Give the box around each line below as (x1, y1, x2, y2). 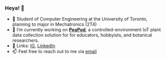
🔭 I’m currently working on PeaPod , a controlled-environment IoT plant (12, 27, 161, 33)
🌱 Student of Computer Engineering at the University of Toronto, (12, 16, 148, 22)
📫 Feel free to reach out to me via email (12, 48, 97, 54)
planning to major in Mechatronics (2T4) (12, 21, 97, 27)
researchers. (12, 37, 39, 43)
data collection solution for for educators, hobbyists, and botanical (12, 32, 153, 38)
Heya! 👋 (5, 5, 25, 12)
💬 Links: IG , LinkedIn (12, 43, 56, 49)
